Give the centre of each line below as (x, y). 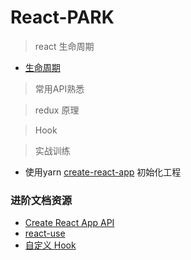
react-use (45, 233)
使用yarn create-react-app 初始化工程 (103, 172)
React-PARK (62, 17)
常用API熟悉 (59, 88)
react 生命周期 (64, 46)
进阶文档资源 (41, 200)
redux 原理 (57, 110)
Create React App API (69, 223)
